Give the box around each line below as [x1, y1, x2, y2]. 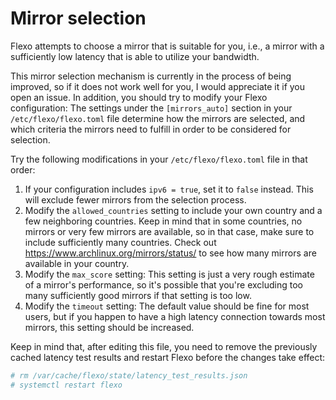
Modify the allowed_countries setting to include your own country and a [24, 204, 323, 216]
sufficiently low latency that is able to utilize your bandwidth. [10, 50, 260, 62]
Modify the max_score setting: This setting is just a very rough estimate [24, 268, 315, 280]
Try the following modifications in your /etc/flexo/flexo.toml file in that [10, 153, 308, 165]
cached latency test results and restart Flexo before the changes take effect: [10, 351, 326, 363]
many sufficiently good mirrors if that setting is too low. [24, 289, 252, 301]
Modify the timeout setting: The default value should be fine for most [24, 300, 310, 312]
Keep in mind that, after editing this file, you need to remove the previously [10, 340, 318, 352]
